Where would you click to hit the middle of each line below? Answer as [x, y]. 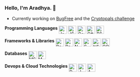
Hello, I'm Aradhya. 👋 [30, 8]
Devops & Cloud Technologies [36, 66]
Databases [16, 53]
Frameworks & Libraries [30, 41]
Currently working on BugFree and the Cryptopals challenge [73, 19]
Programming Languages [31, 28]
